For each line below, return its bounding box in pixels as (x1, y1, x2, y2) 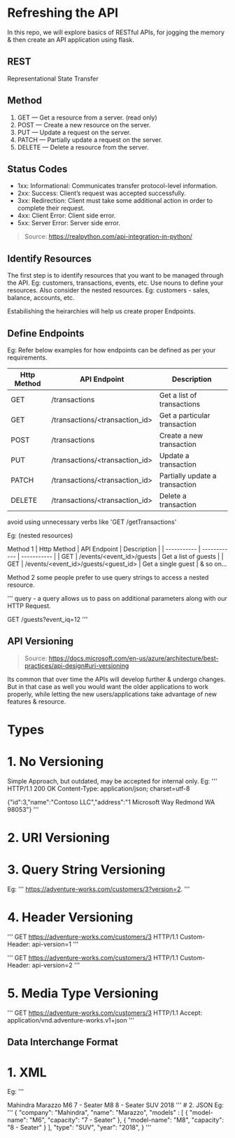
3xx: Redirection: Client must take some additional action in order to (17, 197, 213, 205)
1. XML (7, 1065, 47, 1080)
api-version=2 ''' (31, 961, 80, 969)
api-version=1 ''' (31, 940, 79, 948)
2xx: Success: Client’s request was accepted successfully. (17, 189, 187, 197)
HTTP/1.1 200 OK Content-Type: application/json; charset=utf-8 (7, 784, 190, 792)
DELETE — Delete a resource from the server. (17, 143, 149, 151)
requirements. (7, 353, 48, 362)
